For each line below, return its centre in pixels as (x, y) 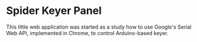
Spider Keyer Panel (54, 11)
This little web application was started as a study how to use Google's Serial (99, 27)
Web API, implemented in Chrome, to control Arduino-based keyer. (87, 33)
